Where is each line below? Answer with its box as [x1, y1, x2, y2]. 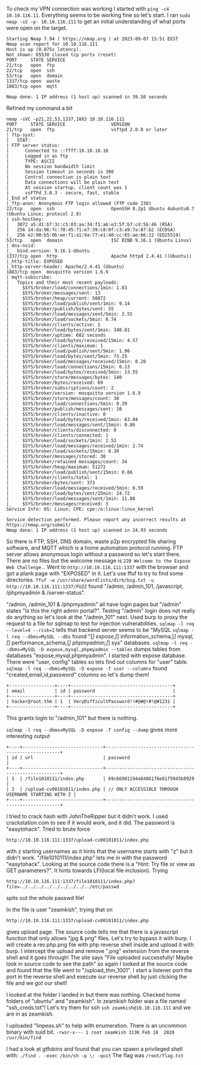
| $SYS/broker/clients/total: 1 [6, 475, 98, 481]
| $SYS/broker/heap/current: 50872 [6, 295, 106, 301]
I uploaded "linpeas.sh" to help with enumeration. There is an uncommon [6, 1022, 187, 1029]
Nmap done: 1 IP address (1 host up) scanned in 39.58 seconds [6, 94, 168, 100]
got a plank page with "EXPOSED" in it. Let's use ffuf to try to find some [6, 570, 184, 577]
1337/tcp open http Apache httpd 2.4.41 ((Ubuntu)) [6, 253, 192, 259]
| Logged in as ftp [6, 153, 68, 159]
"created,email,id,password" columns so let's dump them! [6, 671, 150, 678]
